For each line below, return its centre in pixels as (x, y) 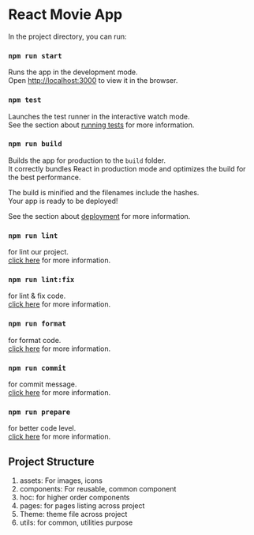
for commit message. (43, 384)
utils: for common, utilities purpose (76, 522)
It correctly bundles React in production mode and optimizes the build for (127, 168)
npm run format (37, 324)
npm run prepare (39, 412)
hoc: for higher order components (75, 497)
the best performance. (45, 177)
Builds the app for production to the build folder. (87, 160)
